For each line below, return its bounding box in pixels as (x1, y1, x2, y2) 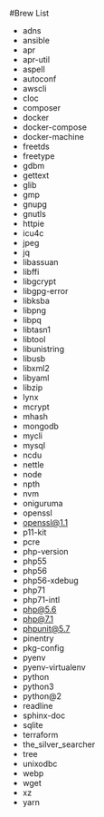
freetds (22, 141, 50, 152)
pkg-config (22, 643, 65, 653)
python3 (22, 681, 54, 692)
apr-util (22, 54, 51, 64)
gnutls (22, 209, 47, 219)
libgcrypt (22, 276, 57, 287)
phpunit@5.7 (22, 624, 71, 634)
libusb (22, 353, 46, 364)
